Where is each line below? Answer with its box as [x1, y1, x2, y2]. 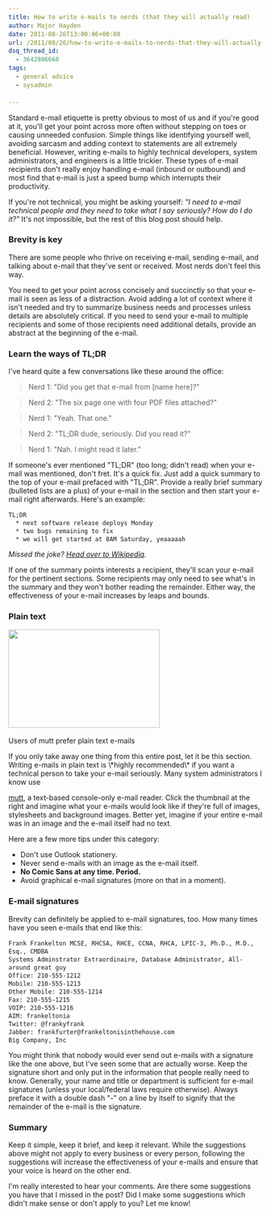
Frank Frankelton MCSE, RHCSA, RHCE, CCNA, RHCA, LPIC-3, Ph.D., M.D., [8, 939, 254, 947]
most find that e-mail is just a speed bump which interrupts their [8, 173, 222, 182]
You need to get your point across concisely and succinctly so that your [8, 285, 247, 294]
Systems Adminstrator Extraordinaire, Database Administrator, [8, 956, 226, 964]
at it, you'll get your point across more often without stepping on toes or [8, 121, 247, 131]
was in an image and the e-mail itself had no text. [8, 818, 172, 828]
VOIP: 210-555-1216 [8, 1004, 74, 1012]
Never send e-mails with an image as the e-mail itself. [19, 859, 199, 868]
